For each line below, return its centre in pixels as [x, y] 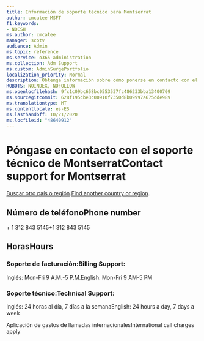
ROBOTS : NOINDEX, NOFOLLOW [41, 86]
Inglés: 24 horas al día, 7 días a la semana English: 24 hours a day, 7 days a [100, 306]
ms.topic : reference [33, 52]
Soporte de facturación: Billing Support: [66, 264]
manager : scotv [26, 40]
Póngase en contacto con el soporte [100, 150]
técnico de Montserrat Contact [85, 163]
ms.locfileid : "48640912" [39, 120]
